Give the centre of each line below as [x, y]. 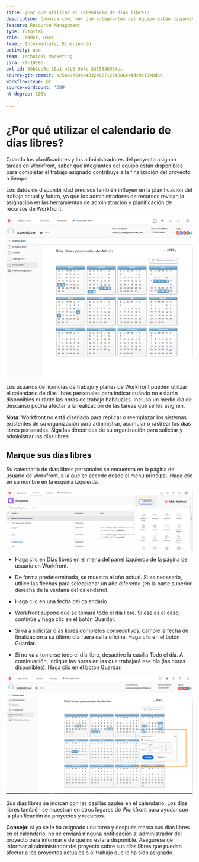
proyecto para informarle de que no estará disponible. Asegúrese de [90, 840]
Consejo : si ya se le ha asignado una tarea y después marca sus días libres [98, 828]
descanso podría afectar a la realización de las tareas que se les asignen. [96, 406]
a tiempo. [18, 178]
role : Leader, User [30, 38]
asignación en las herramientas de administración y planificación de [89, 202]
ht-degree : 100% [26, 94]
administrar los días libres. [38, 436]
